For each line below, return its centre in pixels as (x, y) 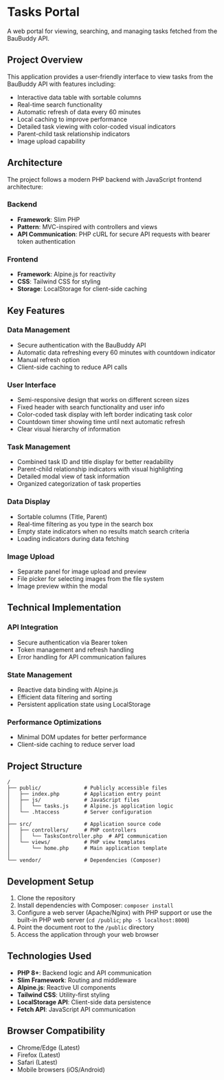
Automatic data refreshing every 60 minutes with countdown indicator (116, 352)
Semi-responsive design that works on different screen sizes (103, 400)
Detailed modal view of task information (74, 476)
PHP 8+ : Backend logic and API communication (84, 973)
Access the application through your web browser (88, 934)
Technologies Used (49, 956)
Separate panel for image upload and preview (82, 571)
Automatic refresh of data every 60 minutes (79, 112)
